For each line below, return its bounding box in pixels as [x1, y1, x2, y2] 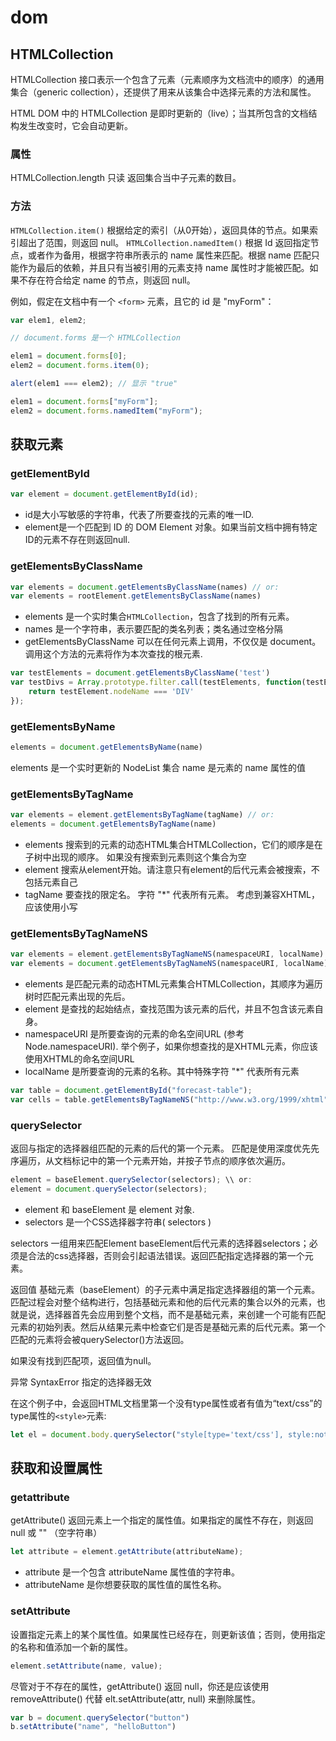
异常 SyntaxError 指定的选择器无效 [10, 1376, 152, 1388]
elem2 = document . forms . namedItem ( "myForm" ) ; [10, 406, 203, 416]
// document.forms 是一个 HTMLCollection [10, 333, 181, 343]
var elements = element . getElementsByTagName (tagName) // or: [10, 810, 275, 820]
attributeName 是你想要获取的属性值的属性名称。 [24, 1579, 227, 1591]
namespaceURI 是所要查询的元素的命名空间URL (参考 [24, 1028, 245, 1040]
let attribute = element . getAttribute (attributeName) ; [10, 1547, 244, 1557]
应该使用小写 [24, 901, 78, 913]
